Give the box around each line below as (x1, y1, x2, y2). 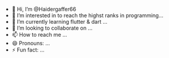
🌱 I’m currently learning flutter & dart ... (11, 18, 108, 25)
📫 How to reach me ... (11, 31, 67, 38)
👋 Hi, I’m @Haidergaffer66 (11, 6, 76, 12)
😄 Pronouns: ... (11, 40, 51, 47)
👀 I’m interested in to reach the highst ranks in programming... (11, 12, 164, 19)
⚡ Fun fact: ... (11, 46, 45, 53)
